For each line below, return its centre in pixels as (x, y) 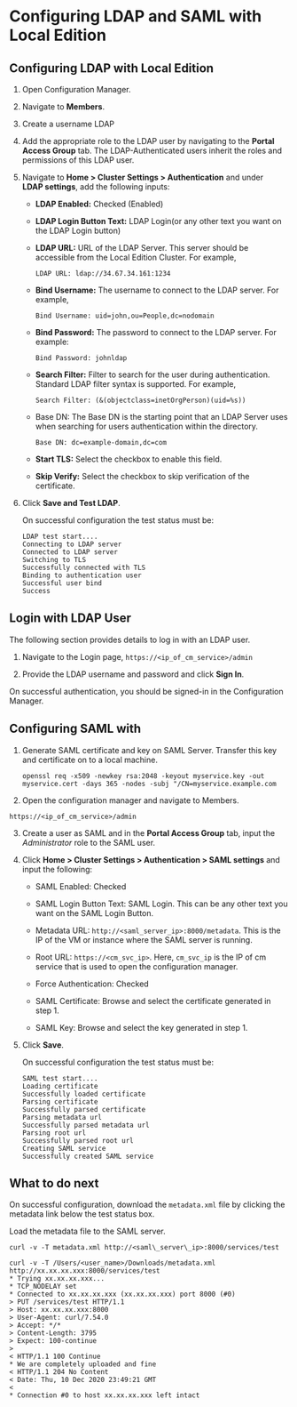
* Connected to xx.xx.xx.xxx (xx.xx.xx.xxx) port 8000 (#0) (123, 1294)
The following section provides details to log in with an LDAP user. (130, 639)
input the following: (57, 869)
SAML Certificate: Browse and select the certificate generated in (153, 1001)
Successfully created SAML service (88, 1156)
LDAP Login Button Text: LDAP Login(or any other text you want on (158, 221)
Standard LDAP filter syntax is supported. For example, (136, 384)
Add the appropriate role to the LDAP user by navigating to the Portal (148, 141)
